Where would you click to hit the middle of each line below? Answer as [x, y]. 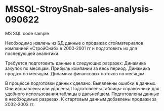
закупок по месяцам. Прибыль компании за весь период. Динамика [78, 68]
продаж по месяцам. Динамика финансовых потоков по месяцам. [75, 73]
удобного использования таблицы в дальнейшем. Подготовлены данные [82, 94]
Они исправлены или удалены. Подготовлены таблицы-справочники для [82, 88]
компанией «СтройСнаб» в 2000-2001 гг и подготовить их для [71, 48]
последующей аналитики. [32, 54]
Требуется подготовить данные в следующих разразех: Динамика [76, 63]
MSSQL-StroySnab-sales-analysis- [79, 9]
